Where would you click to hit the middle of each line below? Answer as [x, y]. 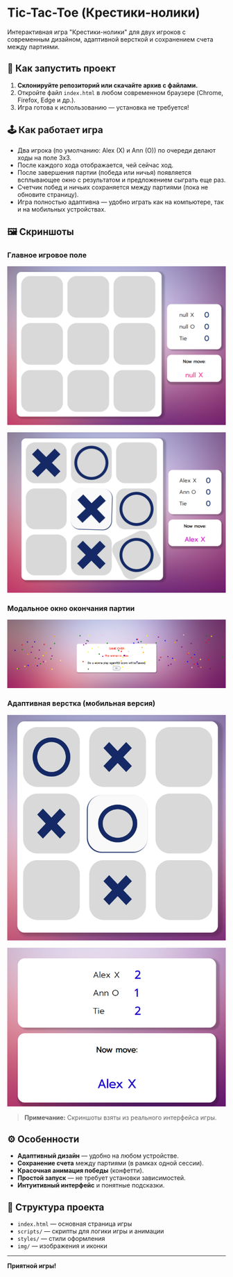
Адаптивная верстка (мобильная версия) [81, 703]
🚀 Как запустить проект [62, 68]
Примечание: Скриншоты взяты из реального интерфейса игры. [120, 1117]
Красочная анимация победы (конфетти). [80, 1171]
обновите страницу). [48, 194]
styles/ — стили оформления [61, 1239]
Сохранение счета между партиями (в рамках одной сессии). [111, 1163]
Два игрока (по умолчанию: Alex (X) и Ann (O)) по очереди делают [116, 150]
